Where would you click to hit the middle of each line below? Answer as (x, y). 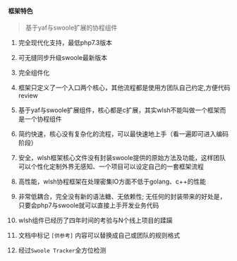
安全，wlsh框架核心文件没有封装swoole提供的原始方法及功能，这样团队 (122, 158)
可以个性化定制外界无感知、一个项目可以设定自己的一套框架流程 (111, 166)
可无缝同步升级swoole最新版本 (63, 58)
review (28, 96)
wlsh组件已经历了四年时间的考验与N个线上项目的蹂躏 (95, 220)
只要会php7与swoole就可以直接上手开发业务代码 (89, 205)
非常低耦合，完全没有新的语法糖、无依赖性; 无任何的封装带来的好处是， (122, 197)
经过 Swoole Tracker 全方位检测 (62, 250)
